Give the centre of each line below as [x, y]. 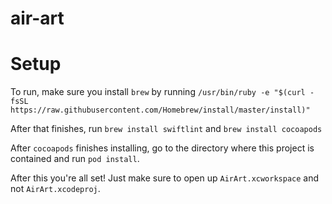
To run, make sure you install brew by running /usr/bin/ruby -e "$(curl [158, 92]
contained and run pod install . [75, 159]
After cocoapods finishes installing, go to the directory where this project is [162, 148]
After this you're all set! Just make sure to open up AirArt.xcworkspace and [165, 178]
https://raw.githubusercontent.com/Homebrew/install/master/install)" [160, 110]
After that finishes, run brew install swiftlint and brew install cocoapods [166, 129]
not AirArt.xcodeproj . [55, 189]
